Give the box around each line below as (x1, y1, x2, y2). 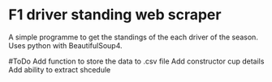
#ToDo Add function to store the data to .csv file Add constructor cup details (8, 56, 265, 66)
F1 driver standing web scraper (8, 6, 222, 24)
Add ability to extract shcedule (8, 64, 111, 74)
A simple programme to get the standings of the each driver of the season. (8, 32, 258, 42)
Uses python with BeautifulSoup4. (8, 40, 123, 50)
